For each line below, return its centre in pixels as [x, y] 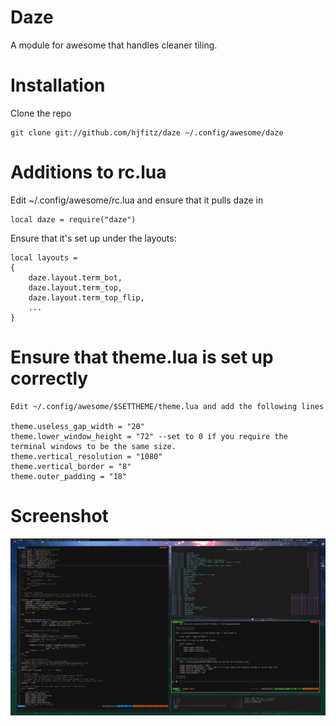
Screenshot [59, 515]
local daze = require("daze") [73, 219]
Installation [58, 85]
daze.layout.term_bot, [75, 277]
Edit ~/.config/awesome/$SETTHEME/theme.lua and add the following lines [167, 406]
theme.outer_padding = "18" [69, 476]
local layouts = [44, 257]
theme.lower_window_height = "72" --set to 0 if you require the [149, 436]
